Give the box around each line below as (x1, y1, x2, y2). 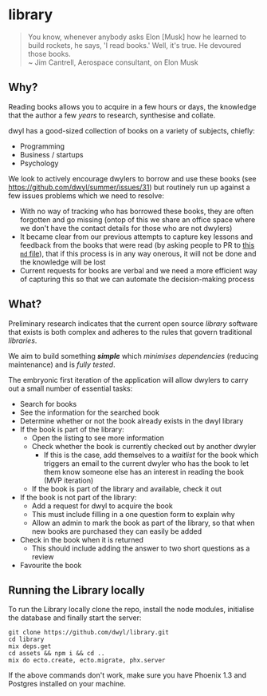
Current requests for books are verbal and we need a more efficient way (19, 265, 257, 275)
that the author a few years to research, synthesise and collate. (8, 110, 216, 120)
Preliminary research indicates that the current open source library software (8, 318, 258, 328)
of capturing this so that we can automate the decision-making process (19, 274, 255, 284)
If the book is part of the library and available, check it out (31, 483, 222, 493)
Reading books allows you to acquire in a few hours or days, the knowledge (8, 101, 257, 111)
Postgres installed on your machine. (8, 679, 126, 689)
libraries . (8, 336, 37, 345)
